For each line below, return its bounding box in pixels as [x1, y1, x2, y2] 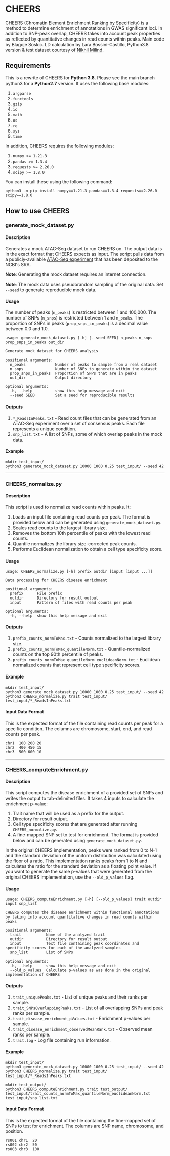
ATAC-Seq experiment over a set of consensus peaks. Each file [12, 420, 145, 426]
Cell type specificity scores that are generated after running [12, 821, 138, 827]
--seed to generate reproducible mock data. [5, 287, 97, 293]
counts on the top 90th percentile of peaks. [12, 651, 103, 657]
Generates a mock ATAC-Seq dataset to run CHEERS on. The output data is [5, 246, 162, 252]
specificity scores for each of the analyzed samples [5, 945, 121, 951]
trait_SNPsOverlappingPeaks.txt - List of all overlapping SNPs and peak [12, 1005, 163, 1011]
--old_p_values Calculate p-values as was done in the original [10, 968, 151, 973]
